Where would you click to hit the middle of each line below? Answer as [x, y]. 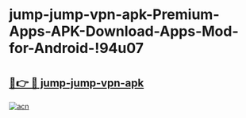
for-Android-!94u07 [77, 48]
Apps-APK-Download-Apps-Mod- [124, 31]
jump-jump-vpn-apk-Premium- [115, 15]
